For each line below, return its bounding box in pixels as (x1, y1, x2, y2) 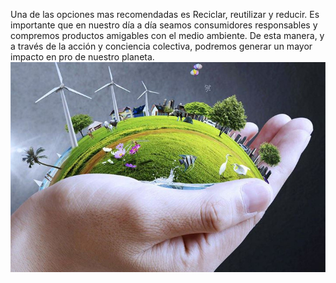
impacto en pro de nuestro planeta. (10, 51, 155, 63)
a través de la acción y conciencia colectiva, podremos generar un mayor (10, 40, 313, 52)
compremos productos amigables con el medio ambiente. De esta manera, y (10, 30, 325, 41)
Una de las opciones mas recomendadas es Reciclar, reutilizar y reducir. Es (10, 9, 320, 20)
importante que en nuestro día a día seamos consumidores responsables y (10, 19, 318, 31)
